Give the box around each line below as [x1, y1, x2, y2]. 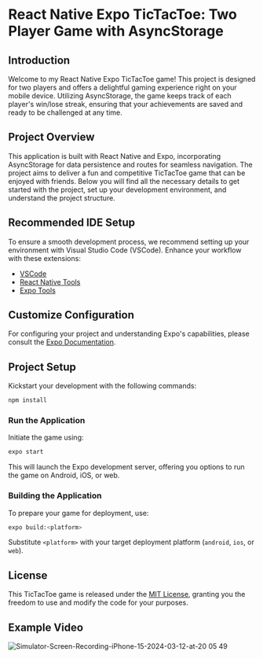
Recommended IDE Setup [8, 216, 136, 230]
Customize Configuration [8, 308, 135, 322]
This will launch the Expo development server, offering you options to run [8, 462, 245, 472]
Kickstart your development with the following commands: [8, 381, 197, 391]
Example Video [8, 620, 84, 634]
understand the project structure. [8, 193, 115, 202]
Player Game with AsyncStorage [8, 22, 224, 40]
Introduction [8, 53, 71, 67]
